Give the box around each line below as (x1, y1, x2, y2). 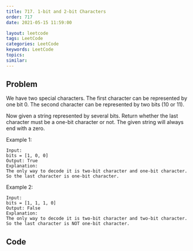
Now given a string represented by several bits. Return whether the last (6, 112, 178, 119)
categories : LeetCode (6, 41, 59, 47)
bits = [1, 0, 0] (6, 153, 49, 159)
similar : (6, 57, 28, 63)
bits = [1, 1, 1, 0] (6, 200, 57, 206)
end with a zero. (6, 125, 45, 132)
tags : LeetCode (6, 36, 43, 42)
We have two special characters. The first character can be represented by (6, 95, 188, 102)
